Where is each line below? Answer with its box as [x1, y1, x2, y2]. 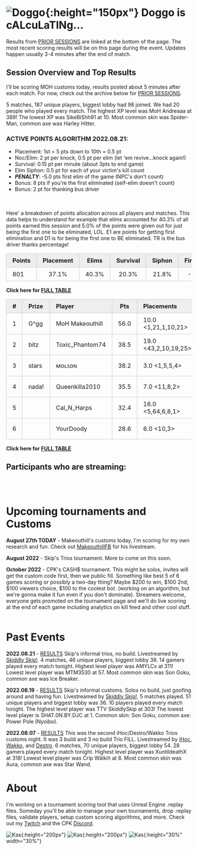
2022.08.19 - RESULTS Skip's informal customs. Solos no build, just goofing [6, 686, 192, 694]
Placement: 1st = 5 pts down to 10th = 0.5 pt [14, 148, 122, 155]
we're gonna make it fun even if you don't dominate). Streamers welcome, [6, 591, 186, 598]
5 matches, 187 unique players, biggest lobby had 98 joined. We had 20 [6, 101, 180, 108]
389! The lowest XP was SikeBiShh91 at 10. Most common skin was [6, 113, 169, 120]
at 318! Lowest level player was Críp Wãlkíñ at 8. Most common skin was [6, 754, 181, 761]
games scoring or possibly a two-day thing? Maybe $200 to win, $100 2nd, [6, 578, 189, 586]
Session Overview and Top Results [6, 68, 137, 78]
